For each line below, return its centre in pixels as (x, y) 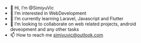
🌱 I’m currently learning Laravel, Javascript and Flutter (67, 18)
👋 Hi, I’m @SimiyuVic (32, 8)
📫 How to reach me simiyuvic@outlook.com (57, 35)
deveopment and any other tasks (45, 29)
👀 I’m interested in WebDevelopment (48, 13)
